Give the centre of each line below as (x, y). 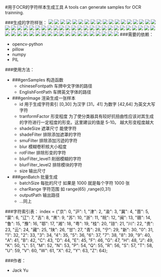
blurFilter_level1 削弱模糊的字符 (50, 159)
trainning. (15, 13)
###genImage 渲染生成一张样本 (44, 98)
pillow (18, 49)
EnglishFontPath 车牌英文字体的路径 (55, 92)
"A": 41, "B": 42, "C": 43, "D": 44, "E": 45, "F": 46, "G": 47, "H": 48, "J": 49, (79, 240)
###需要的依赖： (137, 34)
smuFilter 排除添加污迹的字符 (48, 140)
